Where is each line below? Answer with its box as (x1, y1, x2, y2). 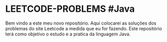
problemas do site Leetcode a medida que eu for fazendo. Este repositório (5, 25, 162, 31)
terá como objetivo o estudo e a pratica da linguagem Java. (5, 31, 131, 37)
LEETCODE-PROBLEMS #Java (5, 3, 135, 15)
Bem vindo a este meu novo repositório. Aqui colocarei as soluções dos (5, 20, 157, 26)
